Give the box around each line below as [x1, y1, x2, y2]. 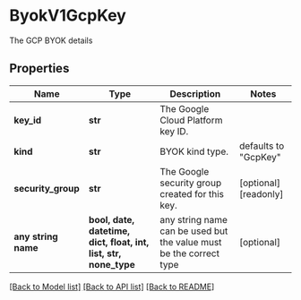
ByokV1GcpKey [9, 5, 127, 26]
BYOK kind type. [159, 145, 228, 158]
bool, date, [88, 213, 135, 226]
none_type [88, 258, 136, 270]
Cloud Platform [159, 114, 223, 126]
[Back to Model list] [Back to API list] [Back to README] [9, 281, 215, 292]
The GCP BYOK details [9, 35, 93, 46]
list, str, [88, 247, 122, 260]
